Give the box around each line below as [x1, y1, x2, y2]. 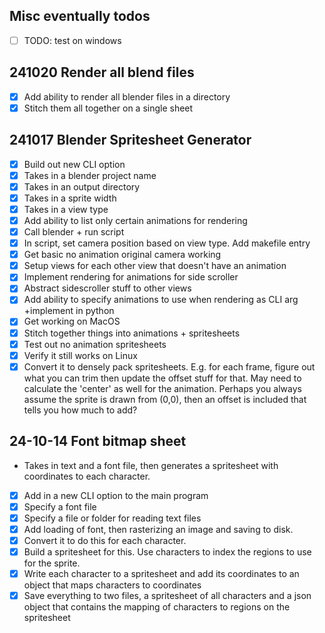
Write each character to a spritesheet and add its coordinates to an [23, 567, 300, 579]
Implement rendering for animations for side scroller [23, 271, 239, 283]
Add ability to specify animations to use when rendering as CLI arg [23, 294, 299, 306]
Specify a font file [23, 500, 97, 513]
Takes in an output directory [23, 180, 141, 193]
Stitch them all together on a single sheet [23, 102, 194, 114]
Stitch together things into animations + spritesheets [23, 327, 241, 339]
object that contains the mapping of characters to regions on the [23, 601, 291, 613]
